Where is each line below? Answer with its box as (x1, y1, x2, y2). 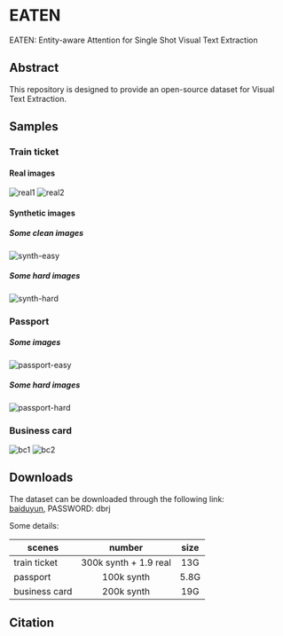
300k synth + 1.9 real (81, 556, 171, 569)
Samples (9, 119, 59, 134)
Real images (9, 168, 56, 178)
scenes (27, 541, 59, 554)
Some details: (9, 520, 59, 530)
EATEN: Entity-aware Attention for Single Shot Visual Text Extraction (9, 35, 258, 45)
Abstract (9, 60, 59, 75)
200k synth (101, 585, 151, 597)
